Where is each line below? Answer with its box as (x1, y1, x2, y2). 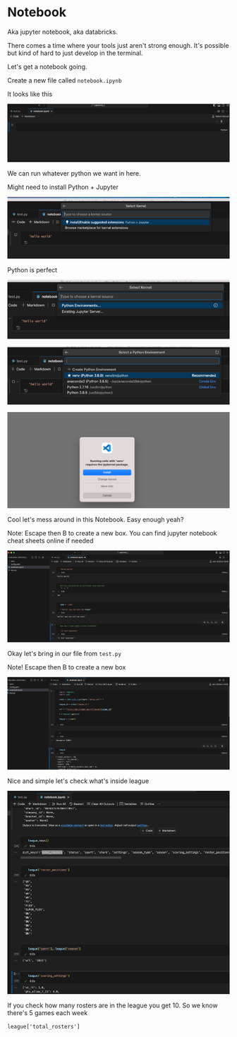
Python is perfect (7, 265, 58, 274)
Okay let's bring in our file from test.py (7, 650, 122, 658)
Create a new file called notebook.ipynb (7, 75, 122, 85)
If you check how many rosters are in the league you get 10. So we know (7, 1001, 218, 1009)
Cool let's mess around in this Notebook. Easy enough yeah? (7, 516, 184, 524)
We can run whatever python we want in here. (7, 169, 141, 177)
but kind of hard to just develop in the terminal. (7, 49, 143, 57)
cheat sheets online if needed (7, 537, 94, 545)
